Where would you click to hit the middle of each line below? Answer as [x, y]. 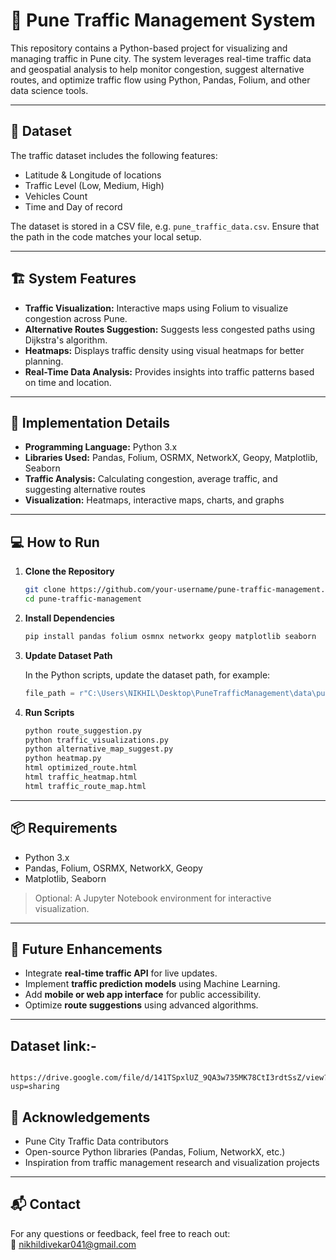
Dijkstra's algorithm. [66, 340]
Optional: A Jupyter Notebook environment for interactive [153, 898]
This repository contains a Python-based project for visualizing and [149, 48]
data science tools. [49, 90]
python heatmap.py [63, 759]
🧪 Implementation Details [90, 422]
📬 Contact [45, 1204]
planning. [44, 361]
